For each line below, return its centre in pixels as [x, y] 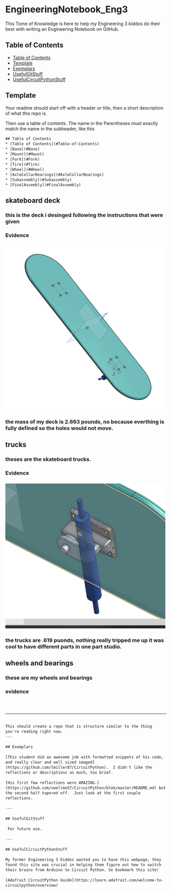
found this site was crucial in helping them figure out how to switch [83, 865]
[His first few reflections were [41, 783]
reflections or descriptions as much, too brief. [59, 773]
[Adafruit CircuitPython [32, 880]
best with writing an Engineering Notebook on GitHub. [62, 29]
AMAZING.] [89, 783]
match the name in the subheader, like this [50, 129]
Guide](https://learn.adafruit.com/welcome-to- [112, 880]
